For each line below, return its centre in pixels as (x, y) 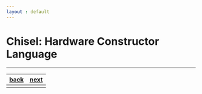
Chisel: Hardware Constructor (83, 41)
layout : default (28, 12)
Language (32, 54)
